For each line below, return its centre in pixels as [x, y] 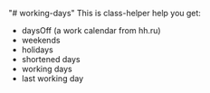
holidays [37, 50]
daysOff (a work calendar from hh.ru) [91, 30]
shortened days [51, 59]
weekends [41, 40]
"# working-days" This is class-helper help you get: [105, 13]
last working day [52, 79]
